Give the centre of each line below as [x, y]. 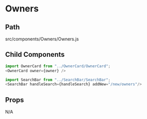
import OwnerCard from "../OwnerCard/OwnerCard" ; [58, 66]
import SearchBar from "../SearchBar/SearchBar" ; [58, 80]
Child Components [35, 55]
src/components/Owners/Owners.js [42, 39]
